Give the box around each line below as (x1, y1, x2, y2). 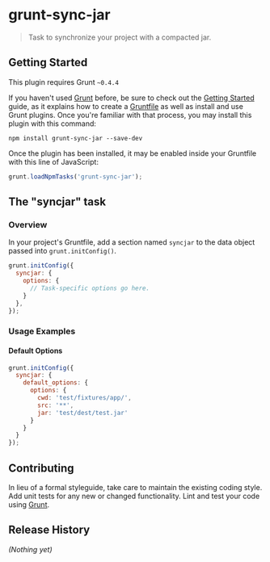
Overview (8, 219, 48, 230)
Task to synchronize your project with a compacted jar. (27, 32, 212, 42)
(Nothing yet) (8, 544, 53, 554)
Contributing (8, 461, 74, 475)
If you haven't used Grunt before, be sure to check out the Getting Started (8, 93, 255, 103)
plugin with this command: (8, 119, 97, 128)
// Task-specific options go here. (29, 284, 150, 292)
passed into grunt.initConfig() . (8, 246, 117, 256)
